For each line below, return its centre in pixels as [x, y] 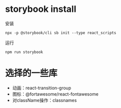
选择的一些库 [31, 73]
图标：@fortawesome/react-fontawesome [55, 94]
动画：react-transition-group [42, 88]
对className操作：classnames [44, 100]
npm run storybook [24, 52]
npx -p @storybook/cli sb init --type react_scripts [61, 33]
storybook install [41, 9]
